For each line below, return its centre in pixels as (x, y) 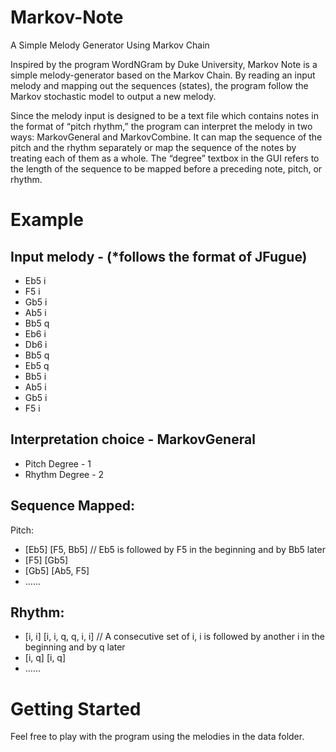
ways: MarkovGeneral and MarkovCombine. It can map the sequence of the (166, 137)
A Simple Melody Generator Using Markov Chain (110, 45)
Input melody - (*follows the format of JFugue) (159, 256)
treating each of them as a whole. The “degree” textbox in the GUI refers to (165, 158)
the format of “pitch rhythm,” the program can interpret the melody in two (161, 126)
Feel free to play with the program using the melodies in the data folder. (157, 737)
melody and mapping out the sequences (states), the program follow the (159, 85)
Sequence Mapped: (72, 506)
